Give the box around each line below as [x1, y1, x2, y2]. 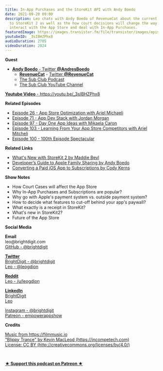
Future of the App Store [12, 214, 60, 220]
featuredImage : [5, 30, 36, 35]
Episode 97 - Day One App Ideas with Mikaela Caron [12, 120, 117, 126]
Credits [5, 322, 20, 328]
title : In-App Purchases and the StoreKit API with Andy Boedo [5, 7, 136, 12]
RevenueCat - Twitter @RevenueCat [19, 71, 94, 77]
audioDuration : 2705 [5, 39, 47, 44]
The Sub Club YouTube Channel [19, 81, 83, 88]
